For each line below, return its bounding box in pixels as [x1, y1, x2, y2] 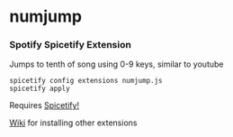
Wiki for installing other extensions [9, 117, 138, 128]
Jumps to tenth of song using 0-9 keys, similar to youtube [9, 59, 224, 69]
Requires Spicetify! [9, 100, 79, 111]
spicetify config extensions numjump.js [9, 77, 164, 86]
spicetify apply [9, 84, 70, 94]
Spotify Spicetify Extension [9, 39, 132, 51]
